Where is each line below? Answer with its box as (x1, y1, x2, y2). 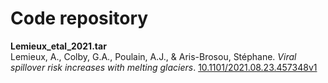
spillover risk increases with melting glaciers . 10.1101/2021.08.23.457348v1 (10, 61, 318, 73)
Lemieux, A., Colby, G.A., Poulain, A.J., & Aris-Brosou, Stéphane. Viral (10, 50, 297, 62)
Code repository (10, 7, 149, 30)
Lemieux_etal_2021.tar (10, 40, 107, 52)
